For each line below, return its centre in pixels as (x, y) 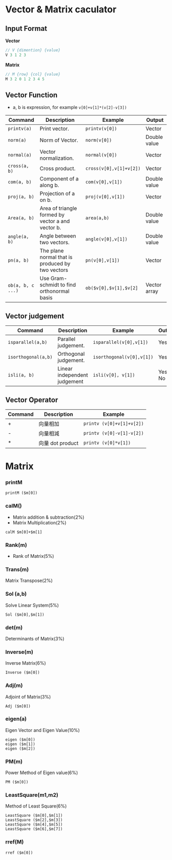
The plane (52, 251)
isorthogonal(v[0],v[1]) (123, 357)
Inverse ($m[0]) (23, 673)
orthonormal (55, 291)
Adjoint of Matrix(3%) (28, 697)
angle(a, (18, 237)
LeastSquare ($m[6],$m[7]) (34, 829)
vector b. (50, 228)
